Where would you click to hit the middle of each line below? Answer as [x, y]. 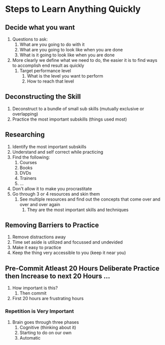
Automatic [30, 338]
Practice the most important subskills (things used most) [69, 119]
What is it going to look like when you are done [67, 55]
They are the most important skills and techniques [78, 210]
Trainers [28, 178]
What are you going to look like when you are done [71, 50]
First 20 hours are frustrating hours [48, 299]
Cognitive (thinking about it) [48, 327]
